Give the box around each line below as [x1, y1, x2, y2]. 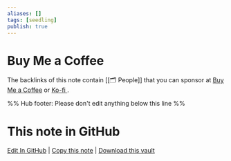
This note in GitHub [7, 124, 120, 139]
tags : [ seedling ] [7, 17, 57, 23]
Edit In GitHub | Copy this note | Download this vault [7, 146, 156, 155]
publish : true [7, 23, 48, 30]
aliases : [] [7, 10, 41, 17]
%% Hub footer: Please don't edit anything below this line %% [7, 100, 185, 108]
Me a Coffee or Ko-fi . [7, 86, 69, 94]
